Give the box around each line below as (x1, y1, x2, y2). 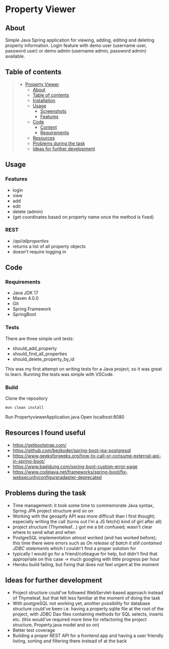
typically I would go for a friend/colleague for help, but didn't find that (12, 550, 158, 557)
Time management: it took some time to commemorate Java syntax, (12, 502, 154, 508)
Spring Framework (12, 306, 51, 312)
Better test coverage (12, 627, 55, 633)
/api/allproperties (12, 238, 49, 244)
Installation (32, 97, 55, 103)
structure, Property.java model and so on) (12, 622, 99, 628)
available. (5, 53, 25, 59)
